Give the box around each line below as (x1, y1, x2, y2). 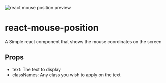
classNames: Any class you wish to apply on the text (12, 72, 121, 78)
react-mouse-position (5, 22, 99, 34)
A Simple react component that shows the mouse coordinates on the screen (5, 38, 162, 44)
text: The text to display (12, 66, 61, 72)
